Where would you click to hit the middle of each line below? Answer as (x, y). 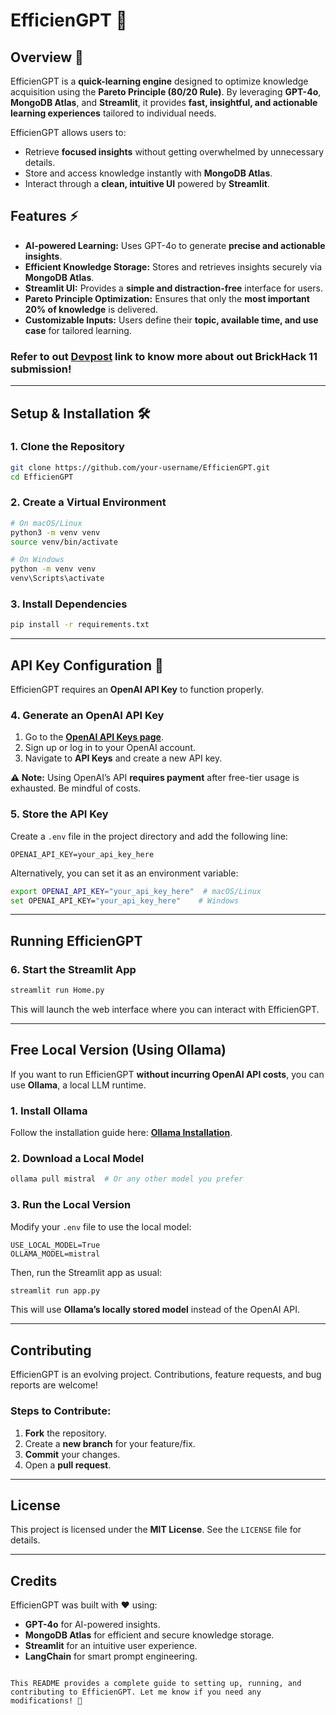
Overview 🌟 (47, 57)
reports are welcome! (54, 1385)
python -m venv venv (53, 569)
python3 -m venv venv (55, 532)
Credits (34, 1580)
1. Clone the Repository (67, 447)
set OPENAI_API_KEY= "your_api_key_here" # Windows (125, 900)
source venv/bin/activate (64, 542)
